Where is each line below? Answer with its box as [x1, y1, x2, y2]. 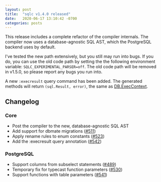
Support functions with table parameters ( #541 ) [12, 172, 107, 178]
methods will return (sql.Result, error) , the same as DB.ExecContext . [5, 83, 148, 90]
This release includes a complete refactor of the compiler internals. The [5, 34, 148, 40]
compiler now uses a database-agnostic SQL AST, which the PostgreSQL [5, 39, 152, 45]
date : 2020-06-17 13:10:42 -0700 [5, 16, 77, 21]
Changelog [5, 97, 39, 106]
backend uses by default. [5, 44, 56, 50]
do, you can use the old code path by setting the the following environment [5, 59, 156, 64]
